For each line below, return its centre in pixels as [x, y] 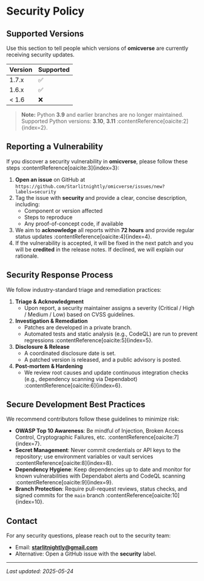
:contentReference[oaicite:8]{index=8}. [64, 463]
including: [27, 204]
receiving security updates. [40, 55]
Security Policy [46, 11]
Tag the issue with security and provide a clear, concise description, [101, 198]
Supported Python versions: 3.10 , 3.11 [68, 121]
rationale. [27, 256]
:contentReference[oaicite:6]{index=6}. [73, 385]
